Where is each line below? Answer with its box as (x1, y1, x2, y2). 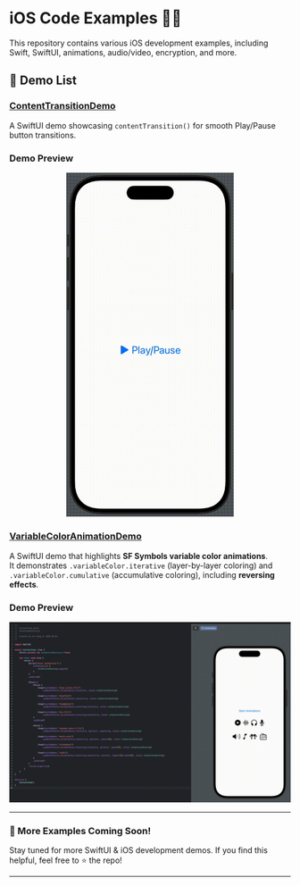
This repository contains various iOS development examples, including (9, 38, 269, 48)
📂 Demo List (9, 73, 78, 88)
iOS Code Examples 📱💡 (9, 8, 182, 29)
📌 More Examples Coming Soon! (9, 824, 152, 837)
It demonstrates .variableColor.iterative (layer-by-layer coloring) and (9, 560, 273, 571)
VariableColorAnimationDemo (9, 531, 142, 543)
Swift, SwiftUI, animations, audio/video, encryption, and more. (9, 46, 237, 57)
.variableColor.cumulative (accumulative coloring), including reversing (9, 569, 275, 580)
